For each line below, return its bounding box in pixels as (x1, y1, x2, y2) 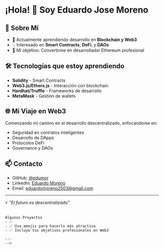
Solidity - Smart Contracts (12, 77, 66, 83)
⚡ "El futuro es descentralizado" (5, 200, 70, 206)
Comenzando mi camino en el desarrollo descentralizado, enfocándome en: (5, 120, 158, 126)
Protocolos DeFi (12, 140, 45, 146)
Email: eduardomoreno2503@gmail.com (12, 185, 94, 192)
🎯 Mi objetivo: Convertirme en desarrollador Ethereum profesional (12, 47, 144, 53)
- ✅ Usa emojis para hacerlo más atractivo (5, 224, 96, 229)
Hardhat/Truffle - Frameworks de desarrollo (12, 88, 102, 94)
